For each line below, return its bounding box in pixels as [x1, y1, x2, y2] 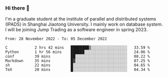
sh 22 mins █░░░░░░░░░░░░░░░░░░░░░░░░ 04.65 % [5, 63, 150, 68]
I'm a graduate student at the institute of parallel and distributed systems [5, 16, 156, 22]
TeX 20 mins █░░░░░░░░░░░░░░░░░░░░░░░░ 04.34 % [5, 67, 150, 72]
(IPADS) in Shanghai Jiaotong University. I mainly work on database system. [5, 21, 163, 27]
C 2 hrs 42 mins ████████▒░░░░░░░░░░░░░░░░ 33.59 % [5, 45, 150, 50]
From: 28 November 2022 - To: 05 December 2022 [5, 36, 107, 42]
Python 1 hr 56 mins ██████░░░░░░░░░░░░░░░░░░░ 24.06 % [5, 50, 150, 55]
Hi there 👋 [5, 5, 30, 12]
